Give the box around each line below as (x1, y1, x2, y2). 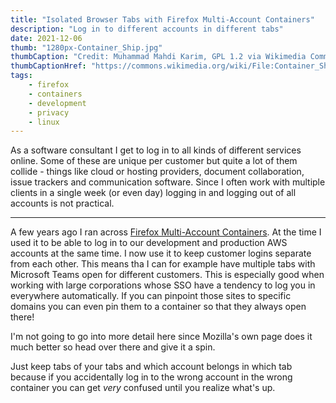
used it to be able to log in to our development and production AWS (10, 237, 288, 249)
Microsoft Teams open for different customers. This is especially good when (10, 269, 325, 281)
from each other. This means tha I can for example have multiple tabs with (10, 258, 316, 270)
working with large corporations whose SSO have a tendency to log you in (10, 279, 316, 291)
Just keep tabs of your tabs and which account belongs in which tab (10, 361, 293, 373)
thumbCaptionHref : (10, 61, 87, 71)
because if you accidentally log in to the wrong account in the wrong (10, 371, 293, 383)
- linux (28, 117, 60, 127)
